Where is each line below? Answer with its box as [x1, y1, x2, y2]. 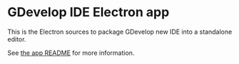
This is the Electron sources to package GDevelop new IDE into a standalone [7, 27, 233, 36]
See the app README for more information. [7, 49, 135, 57]
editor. [7, 34, 26, 43]
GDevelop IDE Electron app [7, 4, 170, 20]
